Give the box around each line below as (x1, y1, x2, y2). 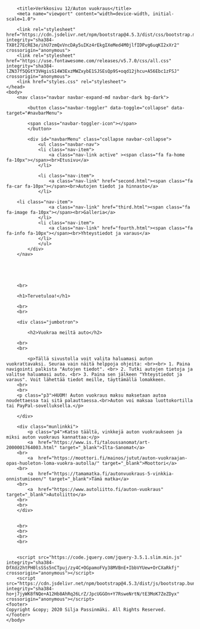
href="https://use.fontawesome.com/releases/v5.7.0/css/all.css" (6, 58, 171, 64)
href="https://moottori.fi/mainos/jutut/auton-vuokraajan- (37, 455, 187, 461)
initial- (152, 11, 174, 17)
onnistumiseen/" (6, 476, 46, 482)
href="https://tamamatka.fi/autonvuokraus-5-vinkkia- (37, 471, 174, 477)
